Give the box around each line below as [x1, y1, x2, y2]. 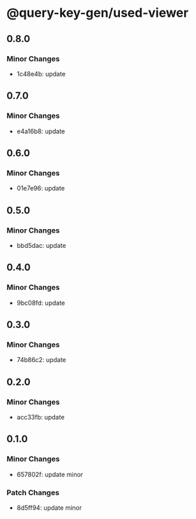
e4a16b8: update [16, 127, 66, 135]
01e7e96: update [16, 184, 66, 193]
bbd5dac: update [16, 241, 67, 249]
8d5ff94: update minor [16, 503, 82, 512]
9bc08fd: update [16, 298, 66, 307]
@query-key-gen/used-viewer [6, 5, 189, 21]
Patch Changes [6, 487, 60, 497]
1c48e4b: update [16, 69, 66, 78]
